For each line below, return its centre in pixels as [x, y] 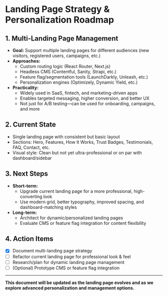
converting [31, 196]
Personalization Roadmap [59, 20]
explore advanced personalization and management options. [70, 288]
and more [30, 109]
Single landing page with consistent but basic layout [66, 137]
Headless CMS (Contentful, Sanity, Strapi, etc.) [68, 72]
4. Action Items [29, 239]
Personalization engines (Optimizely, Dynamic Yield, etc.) [79, 82]
